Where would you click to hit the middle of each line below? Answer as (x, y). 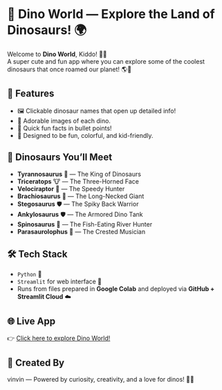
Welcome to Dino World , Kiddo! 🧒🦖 (57, 54)
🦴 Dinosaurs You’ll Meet (60, 158)
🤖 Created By (36, 363)
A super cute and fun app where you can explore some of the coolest (106, 61)
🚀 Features (31, 94)
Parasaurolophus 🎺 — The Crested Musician (81, 231)
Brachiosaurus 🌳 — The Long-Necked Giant (81, 196)
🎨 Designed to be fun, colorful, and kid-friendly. (85, 135)
